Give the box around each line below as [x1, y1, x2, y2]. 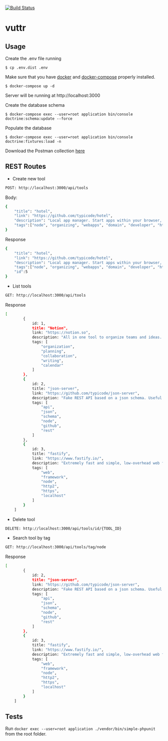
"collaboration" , [40, 353, 77, 358]
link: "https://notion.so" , [31, 330, 91, 335]
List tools [12, 283, 31, 289]
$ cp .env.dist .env [5, 65, 48, 70]
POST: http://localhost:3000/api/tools [5, 185, 88, 190]
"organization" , [40, 344, 75, 349]
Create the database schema [5, 102, 65, 108]
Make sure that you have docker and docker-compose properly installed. [5, 74, 155, 80]
